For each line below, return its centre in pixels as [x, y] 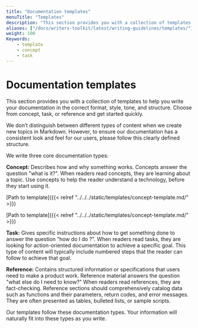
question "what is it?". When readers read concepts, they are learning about [98, 173]
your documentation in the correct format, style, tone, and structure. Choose [99, 108]
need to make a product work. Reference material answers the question [93, 275]
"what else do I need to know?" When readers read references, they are [93, 282]
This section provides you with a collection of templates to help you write [95, 101]
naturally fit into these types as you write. [56, 318]
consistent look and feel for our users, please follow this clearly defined [93, 138]
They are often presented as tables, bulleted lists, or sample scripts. [88, 301]
